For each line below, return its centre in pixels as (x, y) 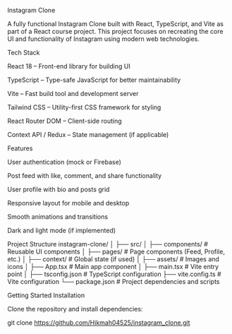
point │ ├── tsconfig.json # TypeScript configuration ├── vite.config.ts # (114, 274)
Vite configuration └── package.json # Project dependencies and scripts (114, 281)
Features (20, 148)
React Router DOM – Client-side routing (65, 121)
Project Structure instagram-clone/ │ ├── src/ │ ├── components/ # (108, 244)
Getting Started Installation (46, 295)
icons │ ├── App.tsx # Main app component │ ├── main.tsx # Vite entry (113, 267)
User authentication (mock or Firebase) (65, 162)
